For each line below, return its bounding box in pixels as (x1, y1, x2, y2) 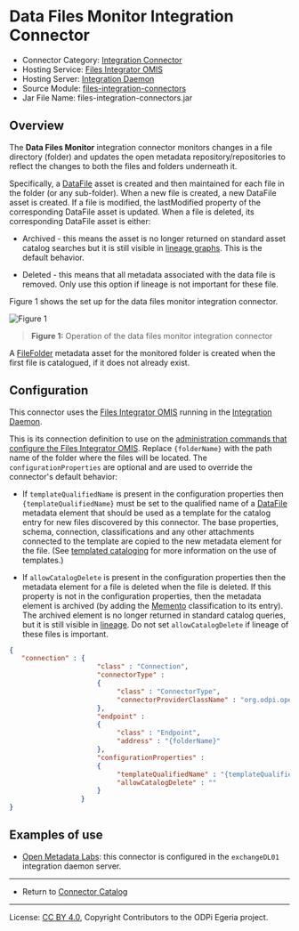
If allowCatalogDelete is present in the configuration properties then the (21, 571, 287, 582)
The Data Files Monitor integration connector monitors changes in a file (9, 142, 273, 152)
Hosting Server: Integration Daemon (21, 73, 155, 84)
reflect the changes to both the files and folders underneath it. (9, 160, 238, 171)
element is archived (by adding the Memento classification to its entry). (21, 600, 283, 611)
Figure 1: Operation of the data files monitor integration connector (30, 330, 273, 341)
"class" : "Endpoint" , (117, 728, 201, 738)
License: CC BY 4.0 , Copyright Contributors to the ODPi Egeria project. (9, 911, 269, 922)
